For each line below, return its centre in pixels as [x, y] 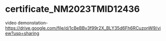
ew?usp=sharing [22, 33]
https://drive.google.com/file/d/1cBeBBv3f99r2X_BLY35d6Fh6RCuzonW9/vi [83, 28]
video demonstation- [27, 23]
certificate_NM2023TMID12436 [73, 9]
